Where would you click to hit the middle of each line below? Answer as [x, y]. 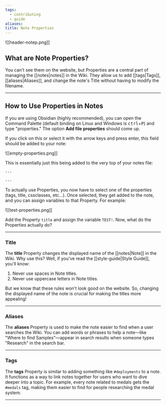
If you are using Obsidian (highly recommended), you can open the [73, 118]
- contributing [25, 14]
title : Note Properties [30, 28]
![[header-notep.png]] [28, 42]
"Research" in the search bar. [35, 343]
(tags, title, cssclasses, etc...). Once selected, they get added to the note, [80, 195]
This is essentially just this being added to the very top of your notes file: [79, 162]
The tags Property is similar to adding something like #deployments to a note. [83, 371]
